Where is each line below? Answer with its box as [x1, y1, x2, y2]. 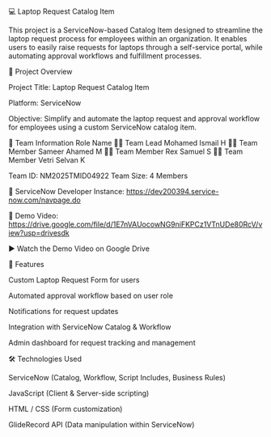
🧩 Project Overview [8, 67, 73, 76]
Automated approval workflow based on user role [8, 291, 174, 300]
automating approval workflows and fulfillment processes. [8, 51, 202, 61]
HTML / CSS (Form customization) [8, 404, 123, 414]
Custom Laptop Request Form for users [8, 275, 140, 285]
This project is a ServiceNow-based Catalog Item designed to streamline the [8, 25, 263, 35]
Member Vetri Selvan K [8, 155, 86, 164]
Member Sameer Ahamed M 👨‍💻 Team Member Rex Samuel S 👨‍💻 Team [8, 146, 243, 156]
